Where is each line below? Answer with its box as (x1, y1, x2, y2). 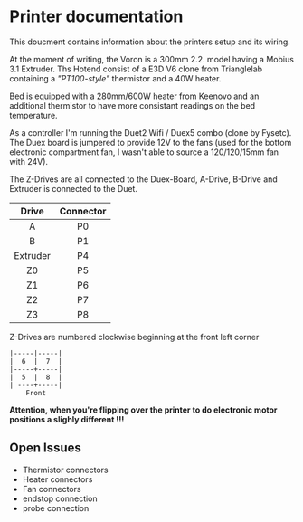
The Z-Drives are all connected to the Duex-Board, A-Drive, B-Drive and (9, 174, 278, 185)
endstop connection (22, 493, 98, 504)
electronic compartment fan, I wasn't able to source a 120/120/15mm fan (9, 147, 279, 157)
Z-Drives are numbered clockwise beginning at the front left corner (9, 331, 260, 342)
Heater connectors (22, 473, 93, 485)
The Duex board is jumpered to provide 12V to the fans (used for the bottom (9, 137, 292, 147)
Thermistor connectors (22, 464, 109, 475)
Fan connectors (22, 483, 81, 494)
